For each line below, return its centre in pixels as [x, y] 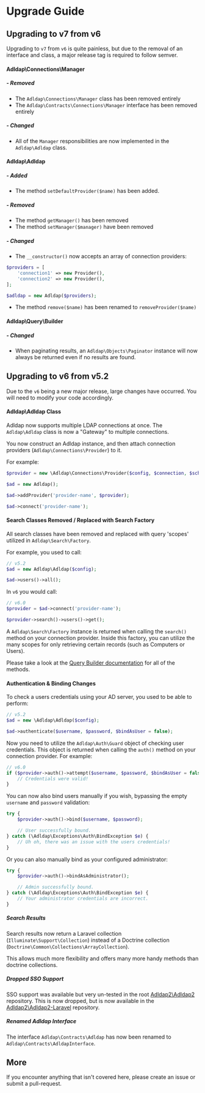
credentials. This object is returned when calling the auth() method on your [101, 749]
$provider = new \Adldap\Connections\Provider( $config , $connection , [97, 473]
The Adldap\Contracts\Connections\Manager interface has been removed [106, 105]
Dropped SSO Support [35, 979]
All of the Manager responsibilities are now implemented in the [92, 141]
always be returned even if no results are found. [75, 357]
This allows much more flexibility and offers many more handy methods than [103, 958]
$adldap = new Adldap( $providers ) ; [52, 296]
